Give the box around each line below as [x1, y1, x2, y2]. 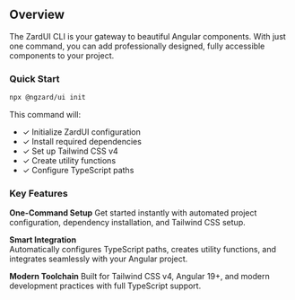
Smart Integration [9, 234, 77, 245]
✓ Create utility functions [22, 154, 117, 165]
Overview [9, 7, 65, 22]
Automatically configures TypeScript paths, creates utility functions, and [9, 244, 276, 255]
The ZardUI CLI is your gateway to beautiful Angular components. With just [9, 31, 287, 41]
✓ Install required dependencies [22, 136, 142, 146]
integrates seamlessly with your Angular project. [9, 253, 188, 264]
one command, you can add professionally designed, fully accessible [9, 40, 265, 51]
